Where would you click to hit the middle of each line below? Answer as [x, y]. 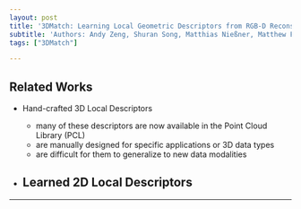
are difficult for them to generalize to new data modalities [141, 154]
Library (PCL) [60, 135]
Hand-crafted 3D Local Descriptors [87, 109]
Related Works [51, 87]
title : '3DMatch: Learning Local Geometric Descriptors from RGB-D [138, 26]
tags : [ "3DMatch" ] [43, 43]
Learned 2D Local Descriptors [107, 183]
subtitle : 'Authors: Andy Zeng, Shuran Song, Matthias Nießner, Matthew [148, 34]
